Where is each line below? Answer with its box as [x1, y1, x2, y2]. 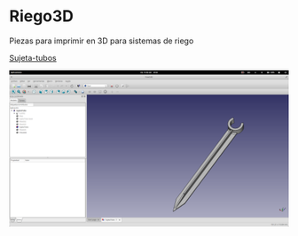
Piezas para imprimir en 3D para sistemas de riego [9, 35, 194, 46]
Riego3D [9, 6, 74, 27]
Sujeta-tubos [9, 52, 57, 63]
